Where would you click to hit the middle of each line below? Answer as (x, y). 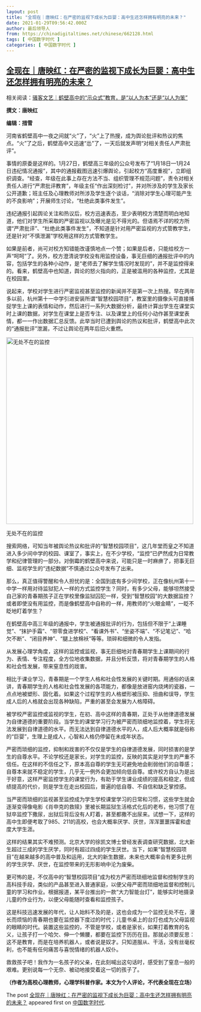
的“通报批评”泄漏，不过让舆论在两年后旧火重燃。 (66, 328)
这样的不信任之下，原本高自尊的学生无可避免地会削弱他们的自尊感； (111, 764)
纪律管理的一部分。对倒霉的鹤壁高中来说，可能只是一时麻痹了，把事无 (103, 561)
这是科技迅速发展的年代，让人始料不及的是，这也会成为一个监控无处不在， (98, 912)
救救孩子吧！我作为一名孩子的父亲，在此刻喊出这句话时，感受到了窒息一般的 (100, 962)
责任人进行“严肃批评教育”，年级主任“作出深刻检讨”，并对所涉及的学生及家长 (100, 185)
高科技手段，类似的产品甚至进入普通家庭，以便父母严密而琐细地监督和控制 (98, 884)
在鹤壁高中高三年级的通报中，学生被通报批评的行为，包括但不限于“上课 (94, 623)
